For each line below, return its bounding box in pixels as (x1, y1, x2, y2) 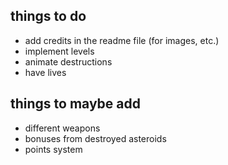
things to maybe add (10, 95, 142, 113)
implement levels (24, 45, 95, 57)
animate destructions (24, 55, 113, 68)
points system (24, 143, 83, 155)
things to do (10, 8, 87, 25)
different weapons (24, 122, 101, 134)
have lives (24, 66, 67, 78)
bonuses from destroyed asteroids (24, 132, 167, 144)
